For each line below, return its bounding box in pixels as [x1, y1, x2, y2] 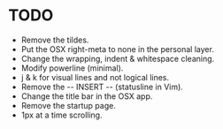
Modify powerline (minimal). [20, 63, 124, 73]
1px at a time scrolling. [20, 110, 103, 120]
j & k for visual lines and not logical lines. [20, 72, 170, 82]
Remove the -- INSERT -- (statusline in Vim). [20, 81, 183, 92]
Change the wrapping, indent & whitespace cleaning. [20, 53, 215, 64]
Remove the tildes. [20, 34, 89, 45]
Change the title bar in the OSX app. [20, 90, 153, 102]
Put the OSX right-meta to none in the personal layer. [20, 43, 214, 54]
